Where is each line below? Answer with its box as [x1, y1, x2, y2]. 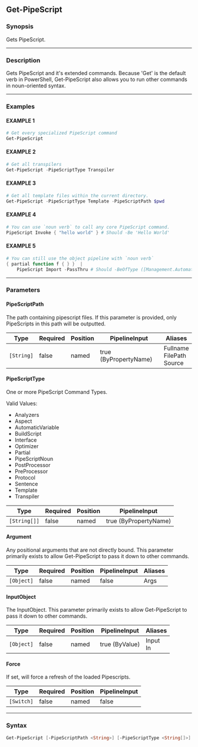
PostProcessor [14, 461, 51, 468]
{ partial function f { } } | [6, 261, 83, 267]
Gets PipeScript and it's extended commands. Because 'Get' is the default [6, 69, 186, 76]
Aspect [14, 417, 32, 425]
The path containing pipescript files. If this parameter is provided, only [6, 314, 177, 321]
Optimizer [14, 442, 39, 449]
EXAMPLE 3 [6, 180, 37, 187]
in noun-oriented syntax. [6, 82, 66, 89]
